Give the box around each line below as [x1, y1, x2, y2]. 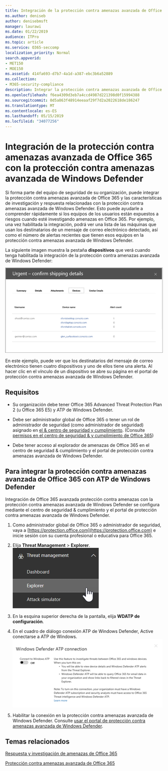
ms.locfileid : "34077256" [5, 119, 59, 124]
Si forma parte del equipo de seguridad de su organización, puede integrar [5, 189, 159, 195]
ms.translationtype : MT [5, 103, 55, 108]
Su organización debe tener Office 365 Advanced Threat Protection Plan [12, 401, 162, 407]
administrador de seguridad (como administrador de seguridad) [12, 422, 144, 428]
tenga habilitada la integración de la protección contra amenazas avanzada [5, 252, 160, 258]
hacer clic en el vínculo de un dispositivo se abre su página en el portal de [5, 368, 158, 375]
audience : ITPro [5, 35, 39, 40]
